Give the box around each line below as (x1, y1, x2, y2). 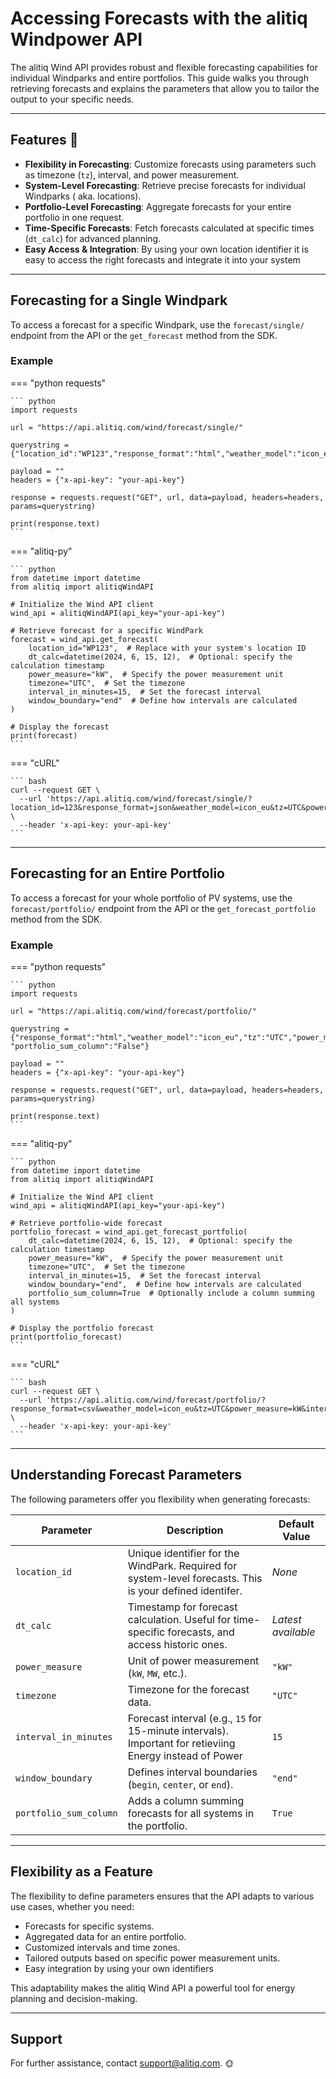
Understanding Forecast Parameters (10, 1467, 243, 1484)
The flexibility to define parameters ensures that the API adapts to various (10, 1890, 315, 1902)
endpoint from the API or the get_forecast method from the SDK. (10, 329, 278, 341)
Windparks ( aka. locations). (24, 190, 142, 202)
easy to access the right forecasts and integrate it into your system (24, 253, 301, 266)
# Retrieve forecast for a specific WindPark (10, 625, 203, 636)
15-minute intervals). (127, 1723, 230, 1737)
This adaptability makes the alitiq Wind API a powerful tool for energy (10, 1982, 296, 1994)
